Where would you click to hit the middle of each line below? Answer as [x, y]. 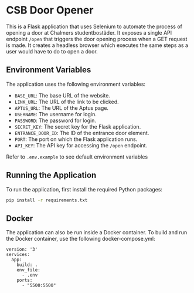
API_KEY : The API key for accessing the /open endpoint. [81, 145]
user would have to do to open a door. [52, 51]
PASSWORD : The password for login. [55, 120]
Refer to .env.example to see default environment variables [77, 157]
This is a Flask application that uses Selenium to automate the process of [94, 26]
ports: [25, 280]
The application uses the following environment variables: [76, 84]
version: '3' [22, 250]
